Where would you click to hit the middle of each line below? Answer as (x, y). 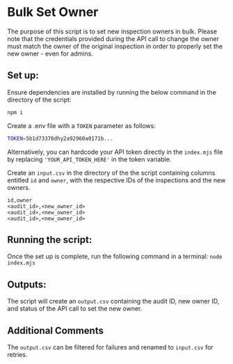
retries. (17, 354)
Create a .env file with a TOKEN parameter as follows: (82, 125)
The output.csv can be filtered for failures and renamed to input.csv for (110, 347)
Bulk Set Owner (53, 12)
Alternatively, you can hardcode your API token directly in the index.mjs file (115, 152)
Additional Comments (56, 330)
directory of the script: (39, 100)
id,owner (20, 200)
